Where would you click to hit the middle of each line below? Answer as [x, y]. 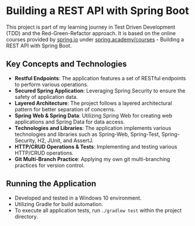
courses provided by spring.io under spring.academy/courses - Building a [95, 39]
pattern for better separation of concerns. [65, 109]
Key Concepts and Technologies [66, 64]
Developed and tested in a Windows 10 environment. [78, 198]
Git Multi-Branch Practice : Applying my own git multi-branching [92, 159]
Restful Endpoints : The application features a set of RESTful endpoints [100, 78]
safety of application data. [46, 97]
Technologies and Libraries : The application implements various [93, 128]
